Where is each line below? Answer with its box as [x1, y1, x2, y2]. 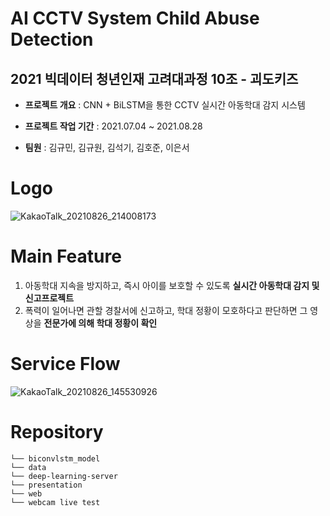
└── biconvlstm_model [10, 453, 101, 464]
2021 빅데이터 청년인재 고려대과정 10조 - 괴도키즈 [10, 70, 299, 87]
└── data [10, 462, 47, 472]
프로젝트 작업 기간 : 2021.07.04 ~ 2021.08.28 [24, 120, 203, 132]
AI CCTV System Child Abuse [10, 7, 260, 30]
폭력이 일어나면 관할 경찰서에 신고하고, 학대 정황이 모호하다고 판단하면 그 [24, 304, 308, 316]
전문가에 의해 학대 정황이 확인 [43, 317, 158, 329]
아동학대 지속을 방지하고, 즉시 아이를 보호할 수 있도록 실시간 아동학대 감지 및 [24, 279, 320, 291]
